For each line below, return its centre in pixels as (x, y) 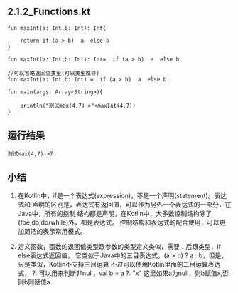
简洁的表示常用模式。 (55, 232)
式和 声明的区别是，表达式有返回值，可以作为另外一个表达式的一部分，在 (124, 205)
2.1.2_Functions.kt (49, 12)
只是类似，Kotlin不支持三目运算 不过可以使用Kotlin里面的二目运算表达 (119, 264)
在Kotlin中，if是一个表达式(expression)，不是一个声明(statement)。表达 (122, 196)
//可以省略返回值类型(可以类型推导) (53, 73)
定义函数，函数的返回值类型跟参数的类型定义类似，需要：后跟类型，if (119, 247)
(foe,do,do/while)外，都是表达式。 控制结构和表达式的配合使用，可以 (118, 222)
